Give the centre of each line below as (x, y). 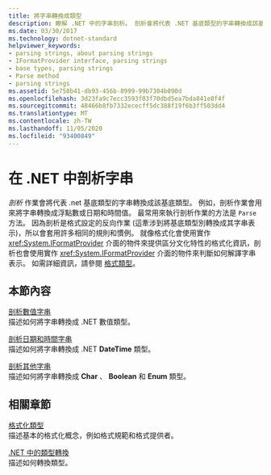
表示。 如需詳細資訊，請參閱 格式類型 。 (74, 263)
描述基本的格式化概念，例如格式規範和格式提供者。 (93, 435)
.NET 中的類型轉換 (39, 452)
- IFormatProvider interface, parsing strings (88, 61)
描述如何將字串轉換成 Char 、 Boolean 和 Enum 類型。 (100, 376)
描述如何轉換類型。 (40, 463)
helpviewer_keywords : (45, 46)
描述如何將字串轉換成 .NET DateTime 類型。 (82, 349)
